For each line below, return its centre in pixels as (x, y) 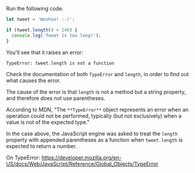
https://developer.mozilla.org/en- (82, 157)
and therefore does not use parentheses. (56, 98)
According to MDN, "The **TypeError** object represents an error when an (97, 109)
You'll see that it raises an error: (45, 52)
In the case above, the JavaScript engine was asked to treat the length (92, 133)
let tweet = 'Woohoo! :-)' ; (41, 19)
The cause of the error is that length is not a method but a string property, (96, 92)
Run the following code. (35, 9)
